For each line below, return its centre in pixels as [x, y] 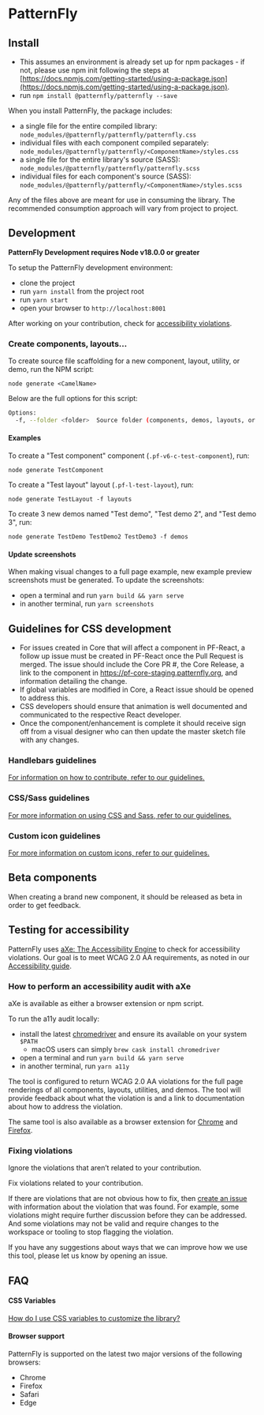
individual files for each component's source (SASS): [105, 176]
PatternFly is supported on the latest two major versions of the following [125, 1353]
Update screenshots [42, 554]
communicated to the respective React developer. [100, 715]
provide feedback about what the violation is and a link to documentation [126, 1098]
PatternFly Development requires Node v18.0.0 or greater [104, 252]
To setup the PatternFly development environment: [91, 267]
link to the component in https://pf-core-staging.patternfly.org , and [128, 673]
